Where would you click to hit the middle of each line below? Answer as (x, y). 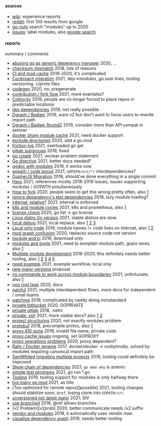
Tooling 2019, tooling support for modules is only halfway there (75, 378)
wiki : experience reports (36, 16)
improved (22, 362)
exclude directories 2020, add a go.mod (52, 141)
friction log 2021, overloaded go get (48, 146)
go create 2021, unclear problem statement (55, 156)
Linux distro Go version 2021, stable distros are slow (64, 218)
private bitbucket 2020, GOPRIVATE (48, 305)
